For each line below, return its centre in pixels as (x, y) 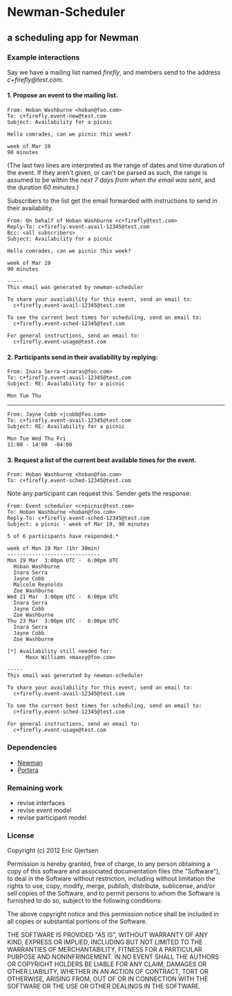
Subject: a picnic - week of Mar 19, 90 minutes (78, 524)
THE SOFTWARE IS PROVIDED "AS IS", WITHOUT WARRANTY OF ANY (108, 935)
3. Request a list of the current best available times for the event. (102, 460)
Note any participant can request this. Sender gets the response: (99, 494)
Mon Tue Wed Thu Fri (37, 439)
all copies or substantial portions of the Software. (77, 921)
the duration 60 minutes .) (43, 187)
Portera (28, 770)
